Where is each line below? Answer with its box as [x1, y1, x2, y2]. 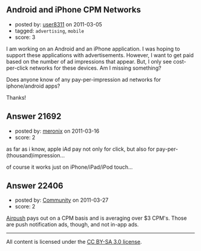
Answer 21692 [6, 111, 62, 122]
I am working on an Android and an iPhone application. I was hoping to [6, 45, 181, 52]
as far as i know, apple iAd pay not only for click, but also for [6, 145, 156, 153]
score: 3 [14, 33, 36, 41]
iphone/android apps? [6, 82, 60, 89]
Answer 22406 [6, 181, 64, 191]
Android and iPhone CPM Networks [6, 5, 141, 15]
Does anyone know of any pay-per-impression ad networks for [6, 76, 162, 83]
